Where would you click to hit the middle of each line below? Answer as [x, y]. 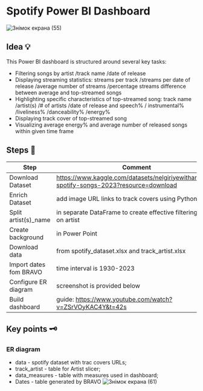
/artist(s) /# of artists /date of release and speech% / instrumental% [99, 105]
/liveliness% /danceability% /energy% [63, 112]
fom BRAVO [26, 272]
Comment [137, 167]
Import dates [27, 264]
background [27, 237]
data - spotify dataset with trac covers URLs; [71, 363]
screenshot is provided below [98, 286]
